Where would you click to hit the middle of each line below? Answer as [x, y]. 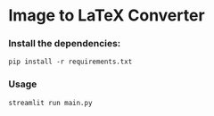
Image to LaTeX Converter [107, 16]
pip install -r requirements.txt [70, 62]
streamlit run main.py [50, 103]
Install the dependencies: [65, 44]
